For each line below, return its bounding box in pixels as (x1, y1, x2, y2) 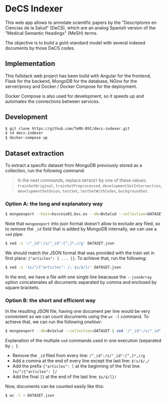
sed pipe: (5, 231, 24, 237)
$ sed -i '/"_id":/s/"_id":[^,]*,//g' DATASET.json (5, 241, 114, 246)
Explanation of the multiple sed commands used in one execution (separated (5, 338, 162, 344)
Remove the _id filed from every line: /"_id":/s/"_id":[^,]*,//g (12, 353, 145, 359)
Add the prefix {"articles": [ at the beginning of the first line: (12, 363, 141, 369)
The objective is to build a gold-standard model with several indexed (5, 39, 146, 45)
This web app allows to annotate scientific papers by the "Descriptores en (5, 19, 157, 25)
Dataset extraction (5, 149, 64, 158)
